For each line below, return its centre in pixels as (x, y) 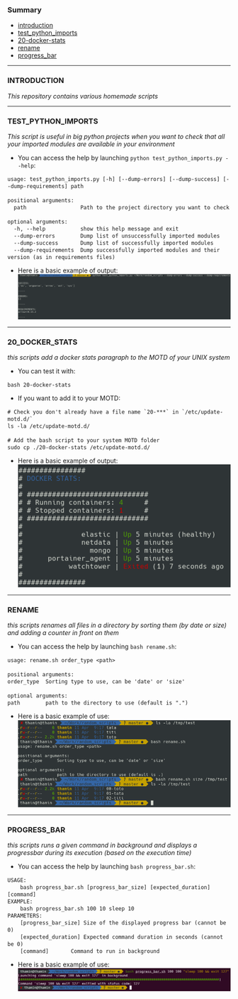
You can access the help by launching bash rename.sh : (97, 646)
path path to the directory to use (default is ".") (98, 703)
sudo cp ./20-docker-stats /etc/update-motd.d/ (79, 448)
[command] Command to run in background (90, 951)
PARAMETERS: (25, 916)
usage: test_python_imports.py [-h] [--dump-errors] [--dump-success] (114, 179)
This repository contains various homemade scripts (83, 96)
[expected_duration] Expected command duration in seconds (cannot (121, 937)
